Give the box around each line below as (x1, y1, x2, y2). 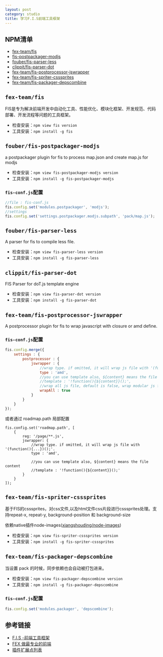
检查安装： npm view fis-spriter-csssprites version (12, 533, 118, 539)
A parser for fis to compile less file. (5, 239, 75, 245)
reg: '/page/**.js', (22, 434, 64, 438)
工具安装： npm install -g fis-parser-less (12, 255, 99, 261)
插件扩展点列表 (12, 647, 42, 653)
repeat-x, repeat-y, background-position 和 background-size (9, 512, 131, 518)
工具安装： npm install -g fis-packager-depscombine (12, 582, 118, 588)
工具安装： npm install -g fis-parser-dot (12, 297, 97, 303)
